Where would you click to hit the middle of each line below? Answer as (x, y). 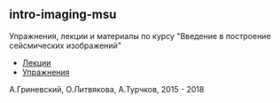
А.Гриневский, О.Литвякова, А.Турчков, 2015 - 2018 (107, 89)
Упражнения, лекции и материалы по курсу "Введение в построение (140, 36)
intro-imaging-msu (63, 15)
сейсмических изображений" (66, 45)
